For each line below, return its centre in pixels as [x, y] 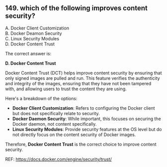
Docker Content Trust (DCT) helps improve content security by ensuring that [83, 73]
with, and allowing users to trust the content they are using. [66, 89]
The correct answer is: [28, 53]
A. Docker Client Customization [37, 28]
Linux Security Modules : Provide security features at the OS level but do [87, 129]
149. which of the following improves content [76, 8]
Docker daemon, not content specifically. [54, 124]
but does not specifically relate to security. [56, 113]
